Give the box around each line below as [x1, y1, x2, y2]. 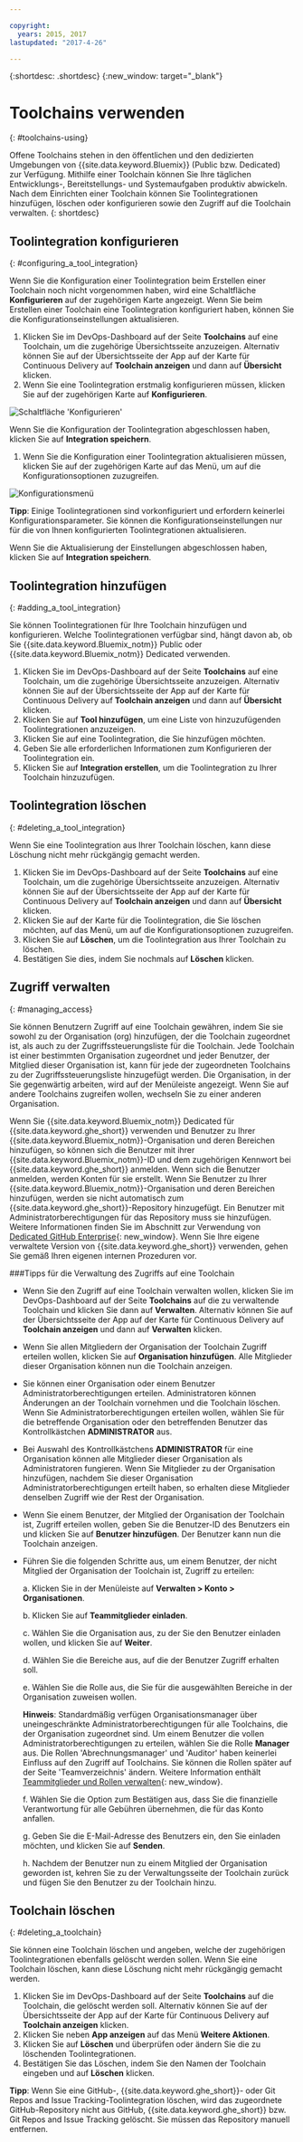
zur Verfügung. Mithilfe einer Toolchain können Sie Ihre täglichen [9, 169, 251, 180]
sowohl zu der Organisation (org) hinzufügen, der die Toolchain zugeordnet [9, 1031, 291, 1042]
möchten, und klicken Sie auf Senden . [22, 1840, 166, 1851]
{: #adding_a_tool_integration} [9, 602, 121, 613]
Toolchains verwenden [9, 102, 185, 123]
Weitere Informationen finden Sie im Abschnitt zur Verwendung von [9, 1221, 260, 1232]
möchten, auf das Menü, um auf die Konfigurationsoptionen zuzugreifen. [22, 924, 294, 935]
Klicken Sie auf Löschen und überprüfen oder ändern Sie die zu [22, 2039, 261, 2050]
